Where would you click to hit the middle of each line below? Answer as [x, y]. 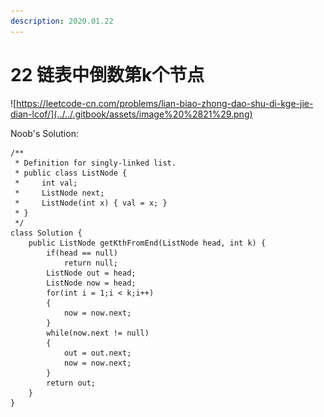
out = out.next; [97, 353]
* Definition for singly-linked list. [95, 163]
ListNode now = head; [91, 283]
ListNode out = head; [91, 273]
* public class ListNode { [71, 173]
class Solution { [46, 233]
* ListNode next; [59, 193]
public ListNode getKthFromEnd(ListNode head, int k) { [147, 243]
